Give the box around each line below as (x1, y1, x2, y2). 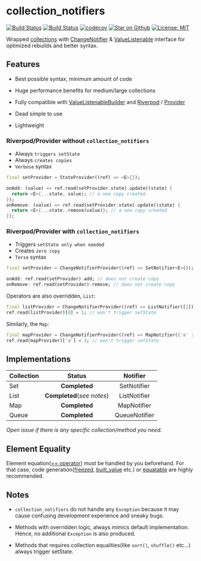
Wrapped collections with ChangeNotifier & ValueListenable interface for (6, 35, 185, 43)
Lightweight (14, 122, 44, 129)
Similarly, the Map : (6, 320, 49, 327)
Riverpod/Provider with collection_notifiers (6, 228, 139, 236)
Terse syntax (14, 253, 47, 261)
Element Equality (6, 444, 71, 454)
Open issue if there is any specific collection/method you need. (6, 426, 163, 433)
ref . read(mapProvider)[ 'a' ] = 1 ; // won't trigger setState (6, 337, 160, 344)
